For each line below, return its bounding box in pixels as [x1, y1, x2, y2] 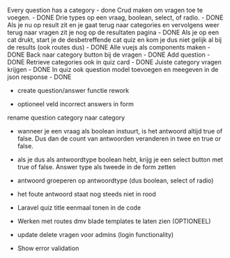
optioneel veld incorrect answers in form [17, 100, 134, 108]
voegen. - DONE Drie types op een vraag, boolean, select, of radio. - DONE [7, 13, 224, 22]
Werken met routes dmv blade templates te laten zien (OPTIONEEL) [17, 217, 211, 225]
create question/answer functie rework [17, 87, 130, 94]
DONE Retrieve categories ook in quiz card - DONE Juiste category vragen [7, 58, 222, 66]
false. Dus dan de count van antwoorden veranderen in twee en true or [17, 134, 222, 143]
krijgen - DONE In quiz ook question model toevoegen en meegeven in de [7, 66, 219, 73]
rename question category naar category [7, 113, 125, 122]
